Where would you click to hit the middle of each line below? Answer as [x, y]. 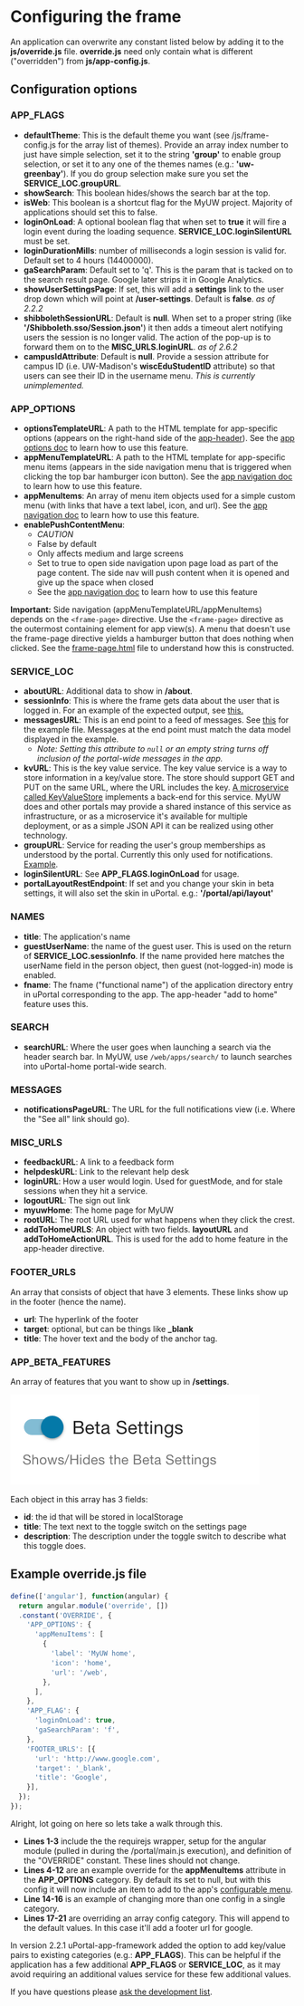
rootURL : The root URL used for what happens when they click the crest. [159, 1220]
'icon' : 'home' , [81, 1663]
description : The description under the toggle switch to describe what [155, 1536]
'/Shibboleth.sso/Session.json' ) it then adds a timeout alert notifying [153, 327]
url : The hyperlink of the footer [81, 1319]
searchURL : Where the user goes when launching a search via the [147, 1047]
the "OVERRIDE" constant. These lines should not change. [132, 1860]
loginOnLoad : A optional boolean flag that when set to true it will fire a [155, 221]
